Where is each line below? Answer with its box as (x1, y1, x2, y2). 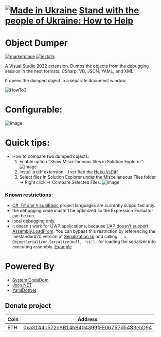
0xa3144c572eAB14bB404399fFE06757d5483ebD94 (23, 324, 152, 331)
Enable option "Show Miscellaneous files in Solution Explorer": (19, 159, 144, 164)
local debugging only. (12, 218, 56, 224)
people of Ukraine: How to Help (5, 15, 134, 26)
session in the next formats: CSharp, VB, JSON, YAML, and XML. (5, 68, 135, 74)
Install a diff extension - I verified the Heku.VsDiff (19, 169, 118, 175)
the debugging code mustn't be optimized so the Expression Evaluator (12, 207, 153, 214)
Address (77, 316, 98, 323)
